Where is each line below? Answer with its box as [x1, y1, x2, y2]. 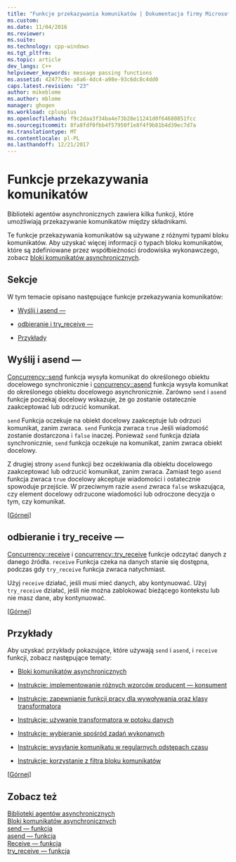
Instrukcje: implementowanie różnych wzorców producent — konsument [17, 681, 227, 689]
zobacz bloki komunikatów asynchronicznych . [7, 254, 141, 262]
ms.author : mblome [7, 96, 61, 103]
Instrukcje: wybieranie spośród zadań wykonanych [17, 730, 165, 738]
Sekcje [7, 274, 38, 286]
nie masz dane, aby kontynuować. [7, 593, 107, 602]
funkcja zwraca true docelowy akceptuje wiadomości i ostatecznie [7, 475, 201, 483]
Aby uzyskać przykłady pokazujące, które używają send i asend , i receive [7, 646, 218, 655]
